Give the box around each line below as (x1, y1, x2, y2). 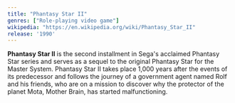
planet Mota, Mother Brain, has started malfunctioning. (7, 87, 168, 96)
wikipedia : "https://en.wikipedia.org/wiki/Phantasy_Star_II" (7, 23, 196, 31)
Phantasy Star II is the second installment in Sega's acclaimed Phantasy (7, 50, 220, 58)
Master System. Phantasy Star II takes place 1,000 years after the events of (7, 65, 228, 73)
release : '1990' (7, 30, 56, 38)
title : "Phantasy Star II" (7, 10, 88, 18)
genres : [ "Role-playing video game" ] (7, 17, 120, 24)
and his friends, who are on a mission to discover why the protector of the (7, 80, 224, 89)
